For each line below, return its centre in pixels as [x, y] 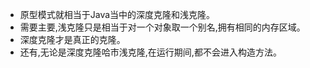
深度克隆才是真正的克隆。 [72, 39]
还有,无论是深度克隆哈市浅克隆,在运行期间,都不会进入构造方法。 [150, 52]
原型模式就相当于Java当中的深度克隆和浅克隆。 [117, 14]
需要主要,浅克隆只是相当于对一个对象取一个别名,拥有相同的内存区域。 [162, 27]
